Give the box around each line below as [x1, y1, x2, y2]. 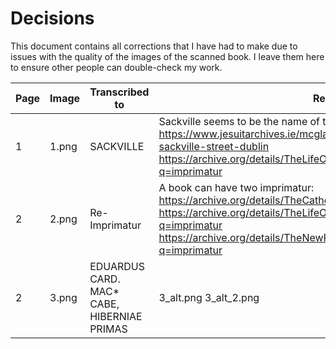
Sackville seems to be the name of [158, 114, 321, 128]
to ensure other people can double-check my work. [10, 61, 223, 73]
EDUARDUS [89, 259, 145, 273]
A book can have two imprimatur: [158, 180, 315, 194]
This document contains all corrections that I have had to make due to [10, 40, 298, 52]
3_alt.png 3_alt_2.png [158, 290, 260, 304]
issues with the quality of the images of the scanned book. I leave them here [10, 50, 325, 62]
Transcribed [89, 85, 150, 99]
